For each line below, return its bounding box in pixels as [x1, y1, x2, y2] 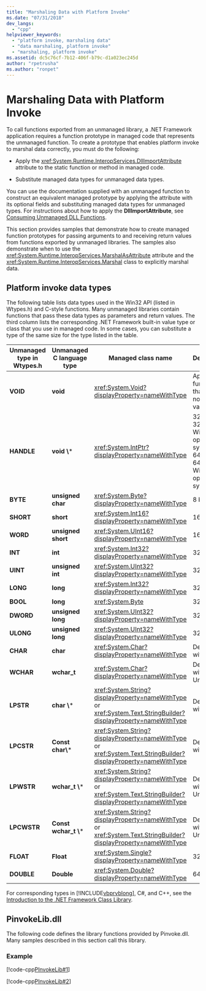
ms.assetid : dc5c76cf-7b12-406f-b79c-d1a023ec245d [6, 55, 139, 61]
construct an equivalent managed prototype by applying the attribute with [6, 194, 193, 201]
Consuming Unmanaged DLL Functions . [6, 214, 107, 221]
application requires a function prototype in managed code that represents [6, 133, 195, 140]
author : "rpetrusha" [6, 60, 59, 66]
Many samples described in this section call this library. [6, 936, 147, 944]
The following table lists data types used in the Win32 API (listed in [6, 299, 175, 306]
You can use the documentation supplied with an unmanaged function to [6, 188, 190, 195]
